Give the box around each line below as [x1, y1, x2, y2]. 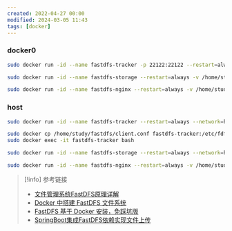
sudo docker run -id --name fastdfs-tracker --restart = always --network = [7, 118, 224, 125]
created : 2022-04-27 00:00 [7, 10, 85, 17]
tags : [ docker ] [7, 23, 51, 30]
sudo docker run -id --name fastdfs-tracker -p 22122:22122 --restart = [7, 61, 217, 68]
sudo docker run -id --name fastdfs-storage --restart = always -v [7, 74, 199, 81]
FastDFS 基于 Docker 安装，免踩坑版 [34, 207, 139, 215]
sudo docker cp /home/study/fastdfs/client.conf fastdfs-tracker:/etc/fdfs [7, 130, 230, 138]
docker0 [7, 46, 37, 55]
